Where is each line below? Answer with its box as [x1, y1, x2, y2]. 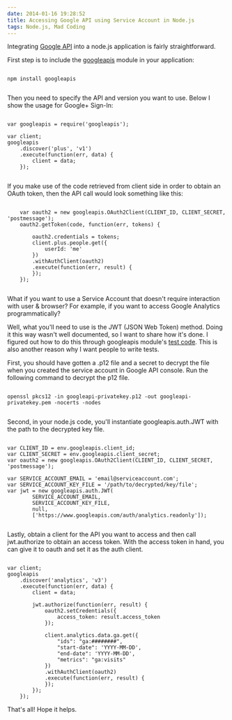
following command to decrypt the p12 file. [7, 374, 130, 382]
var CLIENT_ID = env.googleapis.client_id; [7, 445, 136, 452]
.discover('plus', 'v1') [20, 145, 92, 152]
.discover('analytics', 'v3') [20, 577, 108, 584]
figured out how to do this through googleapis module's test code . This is [7, 338, 218, 346]
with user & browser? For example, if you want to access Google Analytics [7, 302, 221, 311]
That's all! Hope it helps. [7, 705, 77, 714]
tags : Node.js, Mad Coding [7, 23, 86, 30]
